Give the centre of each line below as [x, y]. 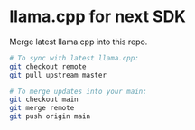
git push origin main [50, 116]
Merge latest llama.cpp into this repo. [79, 42]
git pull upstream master [58, 75]
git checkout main [44, 100]
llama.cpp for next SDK [98, 17]
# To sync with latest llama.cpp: [74, 58]
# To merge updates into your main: [78, 91]
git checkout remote [48, 66]
